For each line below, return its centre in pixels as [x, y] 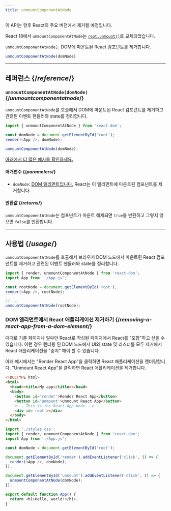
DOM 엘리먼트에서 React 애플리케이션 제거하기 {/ [63, 320]
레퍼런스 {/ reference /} [40, 78]
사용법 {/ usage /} [31, 244]
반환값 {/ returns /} [24, 203]
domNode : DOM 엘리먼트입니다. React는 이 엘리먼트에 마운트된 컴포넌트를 [85, 184]
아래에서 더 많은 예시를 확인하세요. [39, 159]
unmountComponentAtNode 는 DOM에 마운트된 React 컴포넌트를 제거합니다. [78, 47]
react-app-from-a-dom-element [47, 326]
